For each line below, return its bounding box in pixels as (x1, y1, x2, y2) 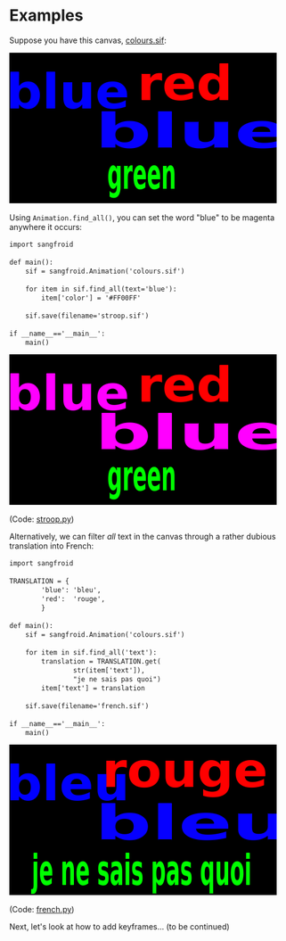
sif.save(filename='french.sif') (25, 701, 150, 710)
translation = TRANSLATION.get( (41, 656, 162, 665)
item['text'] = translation (41, 683, 145, 692)
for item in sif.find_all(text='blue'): (25, 285, 177, 293)
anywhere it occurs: (9, 221, 83, 232)
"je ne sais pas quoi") (72, 674, 162, 683)
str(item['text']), (72, 665, 145, 674)
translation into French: (9, 541, 94, 551)
